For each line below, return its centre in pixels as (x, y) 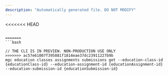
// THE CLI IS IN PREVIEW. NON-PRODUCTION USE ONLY (60, 51)
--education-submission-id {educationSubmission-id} (62, 68)
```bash (13, 42)
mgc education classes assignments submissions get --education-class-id (84, 60)
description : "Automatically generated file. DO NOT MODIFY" (71, 10)
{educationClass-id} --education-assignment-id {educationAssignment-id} (84, 64)
